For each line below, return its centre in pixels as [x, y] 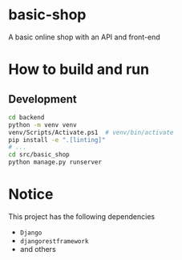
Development [43, 99]
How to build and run [79, 69]
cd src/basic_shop [39, 155]
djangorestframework [54, 242]
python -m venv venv [43, 125]
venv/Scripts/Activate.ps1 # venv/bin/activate [91, 132]
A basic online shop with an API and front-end [84, 37]
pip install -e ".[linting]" [57, 140]
